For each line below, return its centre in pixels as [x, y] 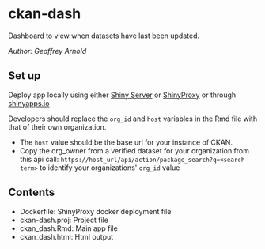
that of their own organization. [57, 126]
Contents [32, 192]
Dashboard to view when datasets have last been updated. [104, 36]
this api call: [39, 159]
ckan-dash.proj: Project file [64, 220]
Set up [25, 76]
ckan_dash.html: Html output [66, 236]
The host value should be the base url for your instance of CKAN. [126, 142]
